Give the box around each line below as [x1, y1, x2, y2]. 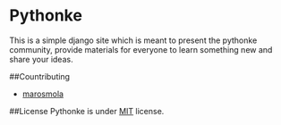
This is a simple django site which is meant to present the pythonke [9, 35, 258, 46]
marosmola [21, 88, 64, 99]
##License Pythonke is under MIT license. [9, 105, 165, 116]
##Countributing [9, 71, 70, 81]
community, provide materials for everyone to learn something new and [9, 44, 273, 54]
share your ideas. [9, 54, 73, 64]
